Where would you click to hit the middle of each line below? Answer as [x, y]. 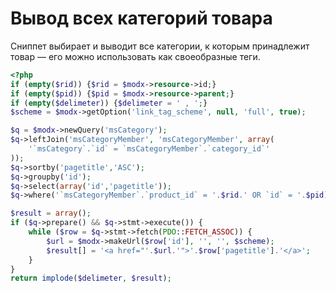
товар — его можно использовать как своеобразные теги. [135, 56]
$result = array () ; [51, 213]
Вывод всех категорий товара [141, 18]
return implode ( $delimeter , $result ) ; [91, 278]
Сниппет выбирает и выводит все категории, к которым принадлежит [160, 46]
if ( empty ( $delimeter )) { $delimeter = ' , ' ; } [109, 103]
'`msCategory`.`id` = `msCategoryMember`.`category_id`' [149, 149]
